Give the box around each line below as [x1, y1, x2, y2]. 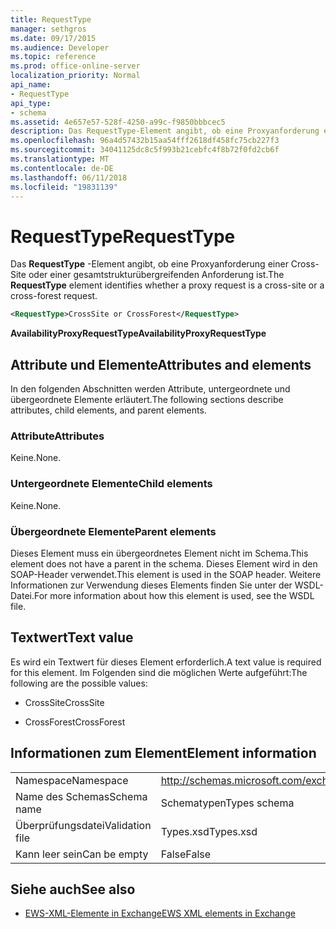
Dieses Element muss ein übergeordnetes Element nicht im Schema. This [10, 547, 309, 559]
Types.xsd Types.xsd [160, 824, 258, 838]
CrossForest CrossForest [24, 716, 126, 728]
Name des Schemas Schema [15, 789, 148, 803]
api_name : [10, 80, 52, 90]
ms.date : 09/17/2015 [10, 33, 97, 43]
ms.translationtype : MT [10, 154, 110, 164]
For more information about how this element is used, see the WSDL [34, 589, 315, 601]
